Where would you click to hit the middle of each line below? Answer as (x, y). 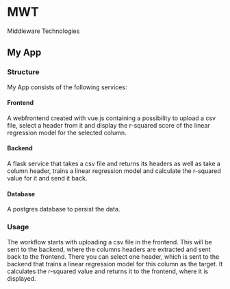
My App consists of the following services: (67, 87)
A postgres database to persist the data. (64, 209)
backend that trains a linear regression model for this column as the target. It (115, 264)
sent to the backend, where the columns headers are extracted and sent (109, 249)
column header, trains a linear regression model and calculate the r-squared (114, 171)
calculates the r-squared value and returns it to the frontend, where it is (108, 271)
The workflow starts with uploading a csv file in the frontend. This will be (110, 242)
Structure (23, 72)
